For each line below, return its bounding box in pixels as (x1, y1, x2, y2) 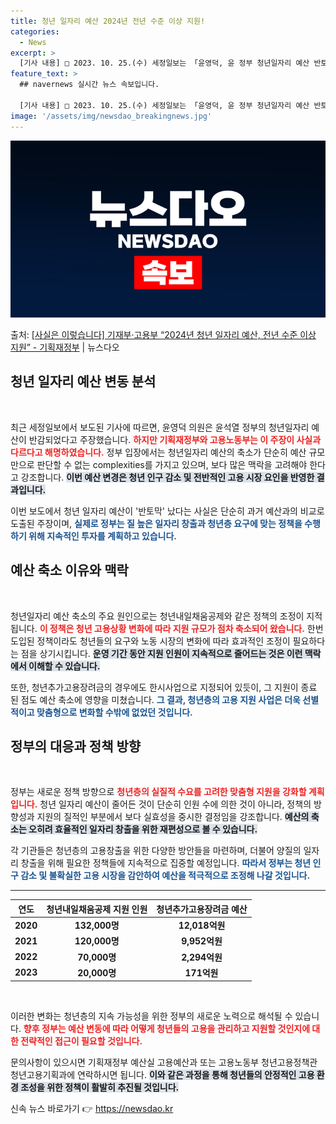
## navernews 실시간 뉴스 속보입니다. (19, 80, 160, 90)
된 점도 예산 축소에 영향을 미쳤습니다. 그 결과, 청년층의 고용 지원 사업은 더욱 (10, 693, 301, 705)
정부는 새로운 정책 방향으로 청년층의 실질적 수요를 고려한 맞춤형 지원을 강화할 (10, 786, 307, 798)
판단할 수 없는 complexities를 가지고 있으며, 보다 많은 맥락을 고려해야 (36, 458, 308, 470)
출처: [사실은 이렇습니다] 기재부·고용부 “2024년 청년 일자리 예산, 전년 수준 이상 (10, 329, 317, 340)
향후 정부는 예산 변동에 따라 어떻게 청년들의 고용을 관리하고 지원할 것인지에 (23, 1023, 311, 1035)
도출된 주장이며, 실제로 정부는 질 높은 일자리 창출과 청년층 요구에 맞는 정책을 (10, 517, 303, 529)
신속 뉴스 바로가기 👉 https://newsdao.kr (10, 1103, 174, 1115)
